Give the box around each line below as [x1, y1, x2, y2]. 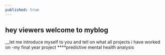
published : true [5, 7, 39, 12]
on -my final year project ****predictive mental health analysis [5, 44, 134, 50]
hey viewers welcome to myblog [5, 26, 109, 34]
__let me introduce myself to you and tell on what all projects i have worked [5, 39, 160, 45]
